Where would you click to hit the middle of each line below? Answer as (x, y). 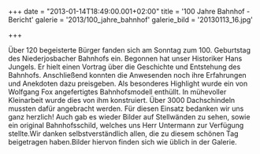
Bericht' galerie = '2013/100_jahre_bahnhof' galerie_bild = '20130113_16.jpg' (131, 20)
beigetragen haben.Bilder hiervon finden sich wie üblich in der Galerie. (123, 142)
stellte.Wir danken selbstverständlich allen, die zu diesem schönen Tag (123, 134)
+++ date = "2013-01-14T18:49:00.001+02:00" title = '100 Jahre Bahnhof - (129, 11)
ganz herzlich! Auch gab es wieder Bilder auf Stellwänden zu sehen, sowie (129, 117)
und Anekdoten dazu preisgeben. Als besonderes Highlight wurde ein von (128, 83)
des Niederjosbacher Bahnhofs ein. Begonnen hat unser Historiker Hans (125, 59)
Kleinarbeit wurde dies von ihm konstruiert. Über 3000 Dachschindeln (122, 100)
